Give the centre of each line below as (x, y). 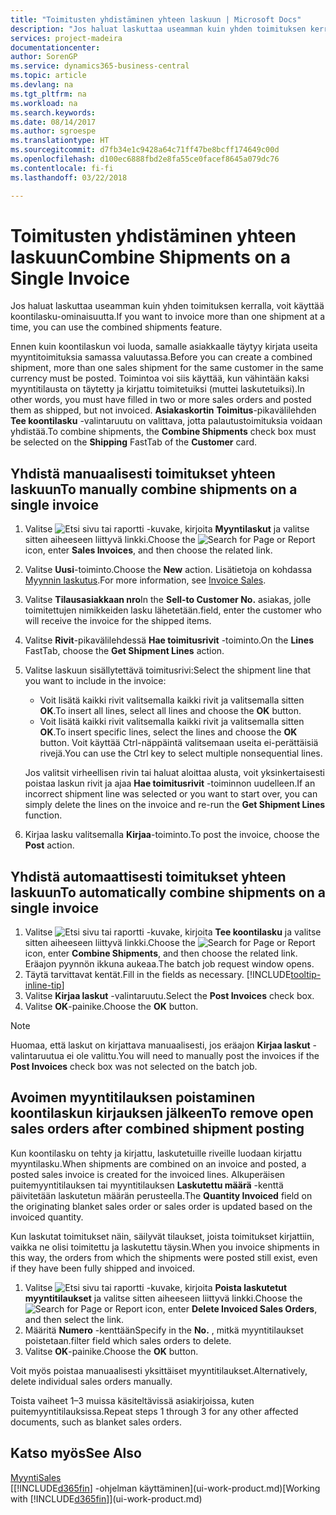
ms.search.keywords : (53, 112)
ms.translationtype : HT (60, 141)
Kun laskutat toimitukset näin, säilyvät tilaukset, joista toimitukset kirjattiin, (162, 1236)
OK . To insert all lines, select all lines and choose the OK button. (170, 711)
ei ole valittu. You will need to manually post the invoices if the (193, 1056)
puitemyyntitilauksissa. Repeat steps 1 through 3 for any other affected (154, 1411)
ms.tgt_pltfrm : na (48, 94)
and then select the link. (74, 1319)
